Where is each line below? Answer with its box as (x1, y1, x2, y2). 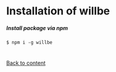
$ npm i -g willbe (6, 40, 53, 46)
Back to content (6, 59, 46, 67)
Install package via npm (6, 24, 68, 31)
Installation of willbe (6, 4, 110, 18)
